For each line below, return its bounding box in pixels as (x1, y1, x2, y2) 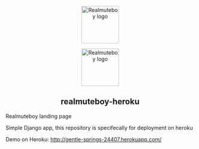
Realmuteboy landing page (5, 112, 72, 120)
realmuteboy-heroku (61, 96, 140, 107)
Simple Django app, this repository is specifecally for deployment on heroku (5, 124, 193, 131)
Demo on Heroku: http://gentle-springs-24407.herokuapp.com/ (5, 135, 162, 143)
